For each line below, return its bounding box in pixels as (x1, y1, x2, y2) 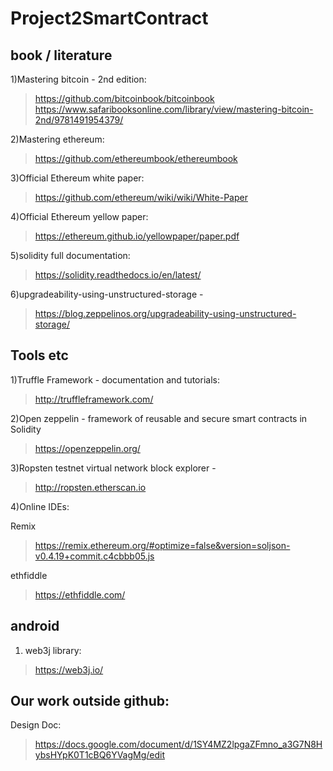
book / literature (10, 47, 113, 64)
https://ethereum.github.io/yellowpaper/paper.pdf (34, 230, 240, 242)
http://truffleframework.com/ (34, 393, 154, 405)
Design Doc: (10, 719, 62, 731)
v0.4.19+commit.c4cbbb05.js (34, 550, 155, 562)
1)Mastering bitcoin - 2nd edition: (10, 73, 147, 85)
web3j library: (24, 644, 82, 656)
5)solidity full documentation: (10, 250, 131, 261)
